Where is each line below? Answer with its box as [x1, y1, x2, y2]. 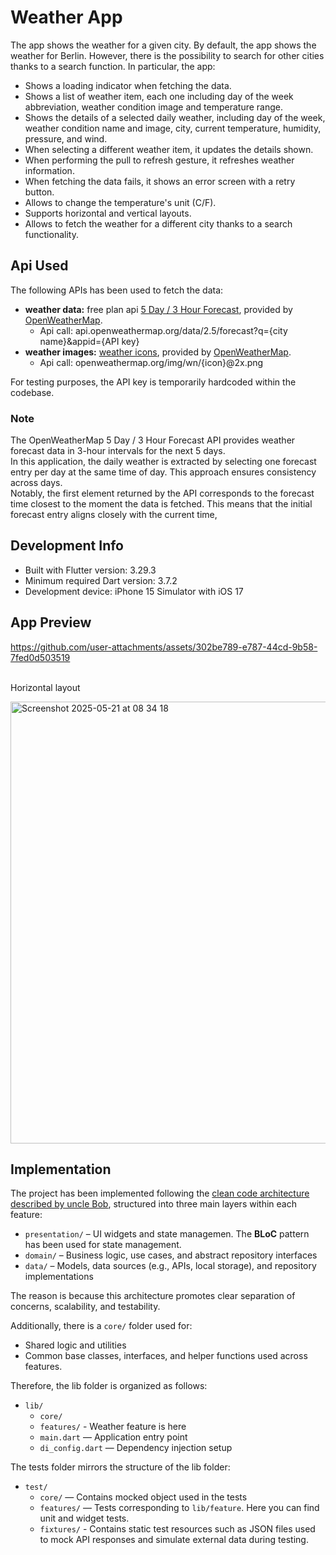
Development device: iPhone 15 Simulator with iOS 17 [24, 585, 244, 597]
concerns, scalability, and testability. [10, 1301, 161, 1313]
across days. [10, 477, 63, 489]
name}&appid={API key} [39, 335, 140, 347]
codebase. [10, 386, 55, 398]
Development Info [10, 537, 124, 555]
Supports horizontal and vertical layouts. [24, 207, 192, 219]
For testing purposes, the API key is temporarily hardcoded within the [10, 376, 297, 388]
